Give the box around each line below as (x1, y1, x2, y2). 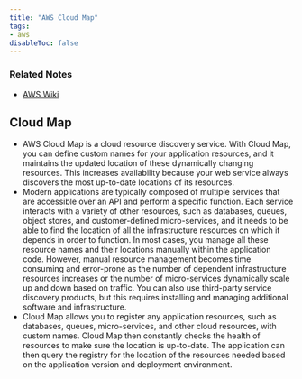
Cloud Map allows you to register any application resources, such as (22, 311, 277, 322)
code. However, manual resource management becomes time (22, 254, 252, 264)
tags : (9, 22, 30, 31)
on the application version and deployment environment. (22, 359, 233, 370)
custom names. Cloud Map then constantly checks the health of (22, 330, 261, 341)
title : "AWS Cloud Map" (9, 13, 99, 23)
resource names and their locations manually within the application (22, 245, 271, 255)
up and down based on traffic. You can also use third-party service (22, 282, 272, 293)
